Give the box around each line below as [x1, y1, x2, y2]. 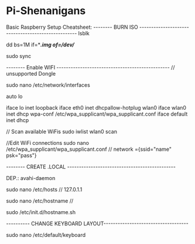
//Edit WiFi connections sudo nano [6, 139, 90, 146]
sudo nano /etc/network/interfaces [6, 81, 91, 89]
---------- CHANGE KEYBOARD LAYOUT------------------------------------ [6, 220, 189, 227]
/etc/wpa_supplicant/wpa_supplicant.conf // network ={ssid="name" [6, 145, 172, 152]
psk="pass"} [6, 151, 37, 159]
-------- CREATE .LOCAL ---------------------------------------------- [6, 163, 176, 170]
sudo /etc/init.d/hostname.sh [6, 208, 76, 215]
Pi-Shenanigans [6, 4, 86, 18]
